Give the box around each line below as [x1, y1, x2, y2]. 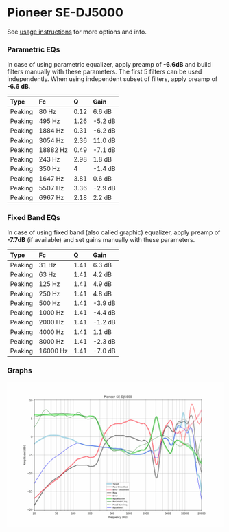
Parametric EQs [7, 45, 60, 54]
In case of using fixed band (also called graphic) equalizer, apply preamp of [7, 228, 221, 236]
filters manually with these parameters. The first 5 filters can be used [7, 67, 202, 76]
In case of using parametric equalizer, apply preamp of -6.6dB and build [7, 60, 211, 69]
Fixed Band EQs [7, 212, 60, 222]
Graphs [7, 366, 32, 375]
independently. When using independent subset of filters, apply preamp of [7, 75, 218, 83]
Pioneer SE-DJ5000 [7, 5, 123, 21]
